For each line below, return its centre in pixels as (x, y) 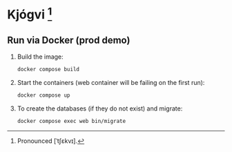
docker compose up (43, 95)
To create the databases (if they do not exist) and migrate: (100, 108)
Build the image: (40, 57)
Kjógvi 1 (30, 13)
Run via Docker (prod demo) (69, 40)
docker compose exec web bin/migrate (71, 122)
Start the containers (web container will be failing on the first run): (111, 83)
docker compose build (48, 70)
